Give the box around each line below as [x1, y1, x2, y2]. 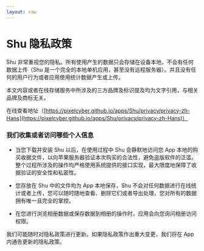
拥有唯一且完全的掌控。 [15, 197, 74, 204]
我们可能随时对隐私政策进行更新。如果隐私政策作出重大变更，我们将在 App [6, 230, 194, 238]
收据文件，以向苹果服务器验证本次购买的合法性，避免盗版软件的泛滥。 [20, 153, 197, 161]
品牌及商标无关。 [6, 94, 49, 101]
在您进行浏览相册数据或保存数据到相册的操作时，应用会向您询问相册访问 [15, 210, 197, 217]
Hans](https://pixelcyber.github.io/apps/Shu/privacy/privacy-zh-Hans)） [6, 114, 188, 122]
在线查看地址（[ [6, 107, 46, 114]
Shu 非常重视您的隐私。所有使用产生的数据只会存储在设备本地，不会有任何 [6, 58, 194, 66]
